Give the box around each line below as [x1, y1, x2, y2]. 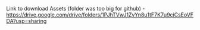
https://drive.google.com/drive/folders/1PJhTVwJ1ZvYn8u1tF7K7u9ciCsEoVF [6, 11, 194, 18]
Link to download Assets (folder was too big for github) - [6, 5, 145, 12]
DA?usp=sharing [6, 18, 47, 24]
